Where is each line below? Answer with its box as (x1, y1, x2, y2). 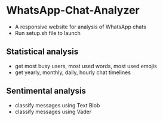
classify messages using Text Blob (14, 101, 100, 109)
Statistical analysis (6, 47, 79, 57)
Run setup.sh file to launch (14, 29, 81, 36)
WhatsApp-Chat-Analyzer (6, 4, 140, 17)
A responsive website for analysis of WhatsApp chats (14, 23, 146, 30)
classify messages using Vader (14, 108, 92, 115)
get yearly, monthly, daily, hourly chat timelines (14, 69, 131, 76)
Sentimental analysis (6, 86, 87, 96)
